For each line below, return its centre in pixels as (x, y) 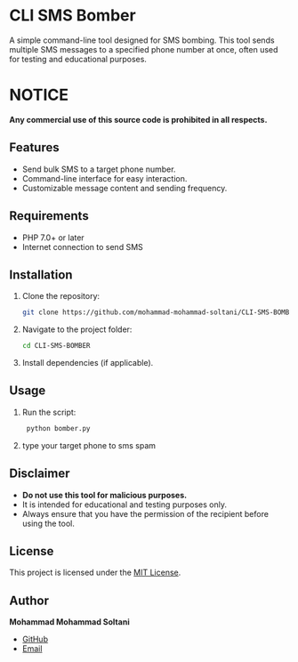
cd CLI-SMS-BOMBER (56, 346)
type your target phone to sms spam (89, 445)
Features (34, 148)
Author (29, 600)
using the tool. (48, 523)
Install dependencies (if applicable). (88, 363)
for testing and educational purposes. (78, 59)
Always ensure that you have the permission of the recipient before (145, 513)
